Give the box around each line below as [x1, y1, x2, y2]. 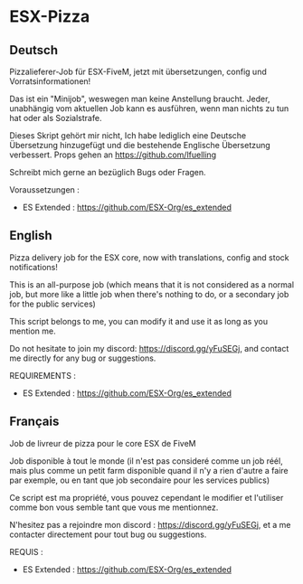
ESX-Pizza [9, 6, 90, 27]
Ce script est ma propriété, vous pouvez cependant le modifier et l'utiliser [9, 492, 284, 503]
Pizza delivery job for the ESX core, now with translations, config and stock [9, 251, 289, 263]
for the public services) [9, 298, 97, 309]
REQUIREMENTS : [9, 370, 77, 381]
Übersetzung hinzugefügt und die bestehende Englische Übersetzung [9, 140, 271, 150]
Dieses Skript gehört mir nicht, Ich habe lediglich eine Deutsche [9, 130, 247, 141]
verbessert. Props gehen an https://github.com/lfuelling [9, 149, 217, 160]
